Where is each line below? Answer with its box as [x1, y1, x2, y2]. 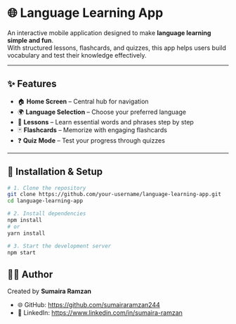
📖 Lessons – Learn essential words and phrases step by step [17, 117, 195, 126]
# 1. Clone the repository [7, 184, 86, 191]
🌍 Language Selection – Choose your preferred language [17, 108, 186, 116]
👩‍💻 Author [7, 268, 53, 280]
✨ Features [7, 78, 57, 90]
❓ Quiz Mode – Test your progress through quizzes [17, 136, 165, 145]
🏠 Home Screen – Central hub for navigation [17, 97, 149, 105]
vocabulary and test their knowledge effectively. [7, 51, 147, 59]
